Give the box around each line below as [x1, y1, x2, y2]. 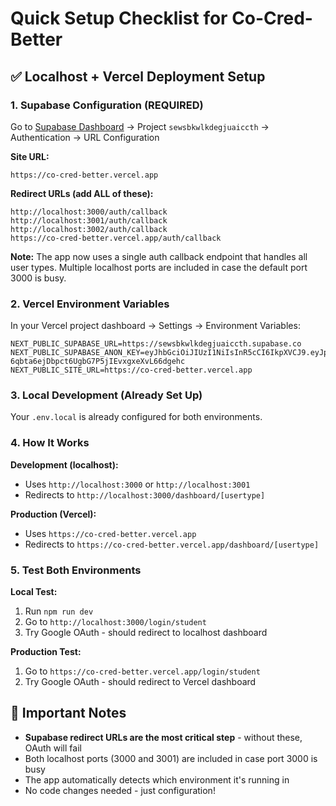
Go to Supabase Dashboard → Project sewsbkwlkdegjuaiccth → [10, 120, 270, 132]
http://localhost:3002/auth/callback [10, 224, 168, 234]
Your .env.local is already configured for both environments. [10, 411, 263, 423]
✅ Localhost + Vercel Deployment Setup [10, 68, 266, 85]
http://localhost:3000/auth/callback [10, 207, 168, 217]
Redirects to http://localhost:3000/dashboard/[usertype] [24, 488, 266, 501]
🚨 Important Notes [10, 705, 127, 722]
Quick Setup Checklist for [10, 7, 228, 30]
